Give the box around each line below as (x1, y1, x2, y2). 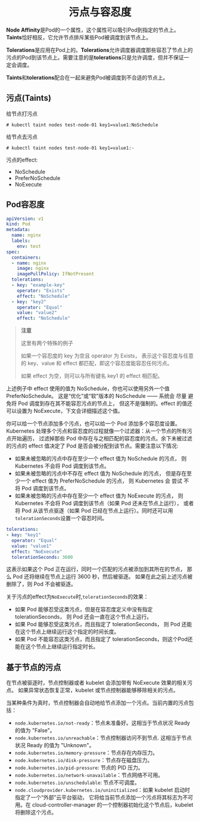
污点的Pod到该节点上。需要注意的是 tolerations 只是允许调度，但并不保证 (6, 54, 185, 61)
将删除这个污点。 (14, 808, 57, 816)
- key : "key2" (11, 298, 46, 304)
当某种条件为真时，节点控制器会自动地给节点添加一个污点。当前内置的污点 (6, 699, 189, 707)
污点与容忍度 (68, 5, 132, 19)
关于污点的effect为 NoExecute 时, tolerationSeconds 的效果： (6, 593, 149, 601)
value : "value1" (11, 543, 52, 549)
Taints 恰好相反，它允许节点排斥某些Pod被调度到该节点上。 (6, 33, 152, 41)
